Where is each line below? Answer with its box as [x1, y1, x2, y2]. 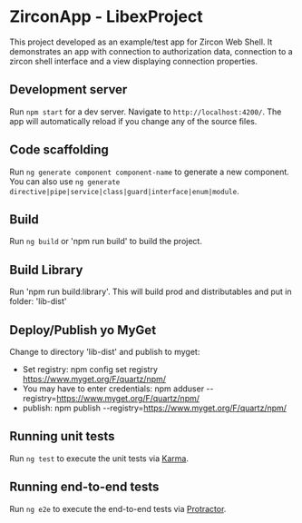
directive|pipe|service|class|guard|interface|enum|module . [9, 185, 239, 196]
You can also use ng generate [9, 175, 121, 187]
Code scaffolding [9, 143, 109, 158]
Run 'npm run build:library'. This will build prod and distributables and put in [9, 286, 292, 297]
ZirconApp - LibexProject [9, 6, 204, 27]
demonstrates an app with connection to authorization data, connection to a [9, 45, 293, 56]
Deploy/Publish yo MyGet [9, 322, 157, 338]
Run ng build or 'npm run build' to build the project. [9, 236, 202, 247]
